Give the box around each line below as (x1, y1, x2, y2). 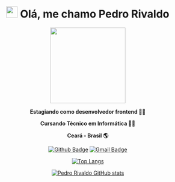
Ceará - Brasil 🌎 (67, 132, 109, 139)
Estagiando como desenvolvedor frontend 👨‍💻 (29, 108, 146, 115)
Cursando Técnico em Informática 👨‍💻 (40, 120, 136, 127)
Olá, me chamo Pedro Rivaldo (19, 7, 170, 21)
